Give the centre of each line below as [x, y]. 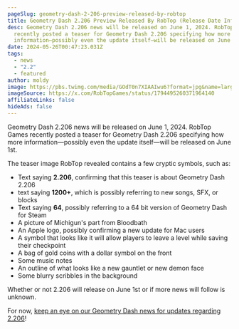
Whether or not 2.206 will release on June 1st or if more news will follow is [116, 289]
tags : [15, 54]
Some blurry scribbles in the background [78, 276]
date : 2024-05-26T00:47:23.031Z [55, 47]
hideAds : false [30, 107]
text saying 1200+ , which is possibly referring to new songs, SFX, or [118, 192]
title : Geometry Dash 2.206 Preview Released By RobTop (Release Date [114, 21]
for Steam [32, 215]
